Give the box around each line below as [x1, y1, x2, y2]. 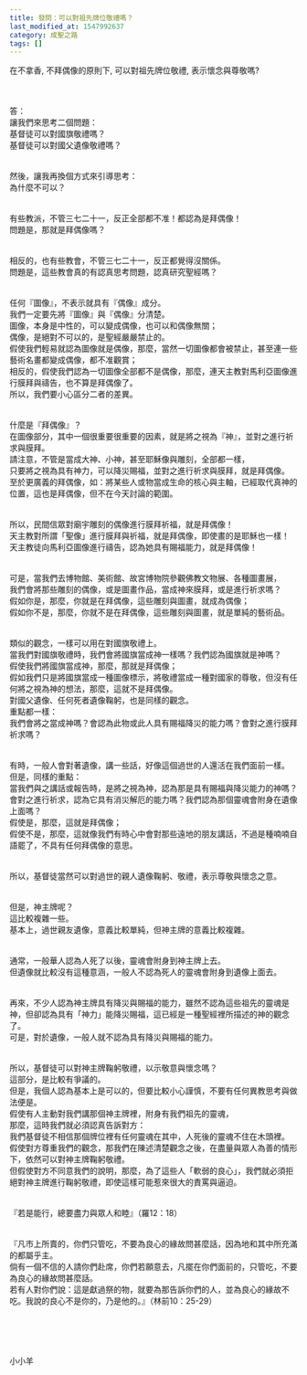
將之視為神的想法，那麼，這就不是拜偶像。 [16, 683, 178, 694]
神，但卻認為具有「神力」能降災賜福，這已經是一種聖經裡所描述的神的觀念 [9, 1009, 290, 1020]
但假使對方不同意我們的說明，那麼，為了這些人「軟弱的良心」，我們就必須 [9, 1166, 286, 1177]
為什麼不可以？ [9, 182, 66, 193]
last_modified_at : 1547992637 [9, 22, 125, 31]
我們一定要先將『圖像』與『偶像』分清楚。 [9, 309, 170, 320]
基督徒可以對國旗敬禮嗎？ [9, 129, 106, 140]
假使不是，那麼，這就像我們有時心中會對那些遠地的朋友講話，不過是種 [9, 829, 274, 840]
